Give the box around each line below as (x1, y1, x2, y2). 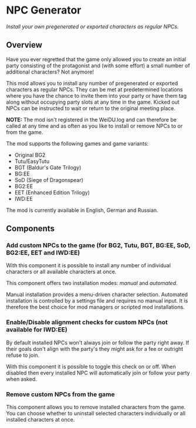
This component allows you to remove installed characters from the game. (6, 404, 186, 411)
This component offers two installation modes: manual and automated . (6, 280, 178, 287)
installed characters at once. (6, 416, 75, 423)
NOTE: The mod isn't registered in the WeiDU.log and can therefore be (6, 116, 177, 123)
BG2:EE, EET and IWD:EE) (6, 248, 80, 257)
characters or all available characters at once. (6, 268, 117, 276)
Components (6, 224, 55, 234)
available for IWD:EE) (6, 326, 67, 334)
